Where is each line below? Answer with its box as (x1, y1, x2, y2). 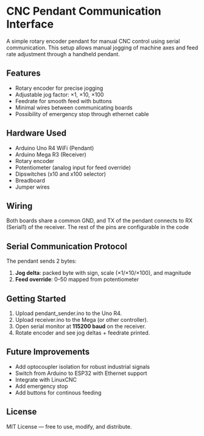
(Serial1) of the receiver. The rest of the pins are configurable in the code (6, 223, 189, 231)
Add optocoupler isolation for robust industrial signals (15, 363, 150, 370)
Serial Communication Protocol (6, 241, 127, 252)
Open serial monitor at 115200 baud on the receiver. (15, 322, 146, 330)
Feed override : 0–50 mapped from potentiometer (15, 276, 139, 283)
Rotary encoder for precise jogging (15, 84, 104, 92)
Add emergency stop (15, 382, 68, 390)
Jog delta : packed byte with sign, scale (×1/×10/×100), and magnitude (15, 269, 192, 277)
